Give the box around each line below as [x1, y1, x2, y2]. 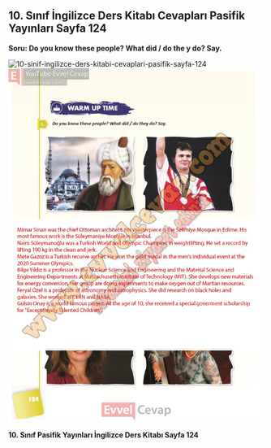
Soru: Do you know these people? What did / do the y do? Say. [8, 43, 222, 53]
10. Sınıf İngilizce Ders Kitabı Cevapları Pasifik [8, 9, 246, 23]
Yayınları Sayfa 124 [8, 22, 107, 36]
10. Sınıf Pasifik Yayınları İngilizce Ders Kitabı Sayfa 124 [8, 430, 199, 440]
